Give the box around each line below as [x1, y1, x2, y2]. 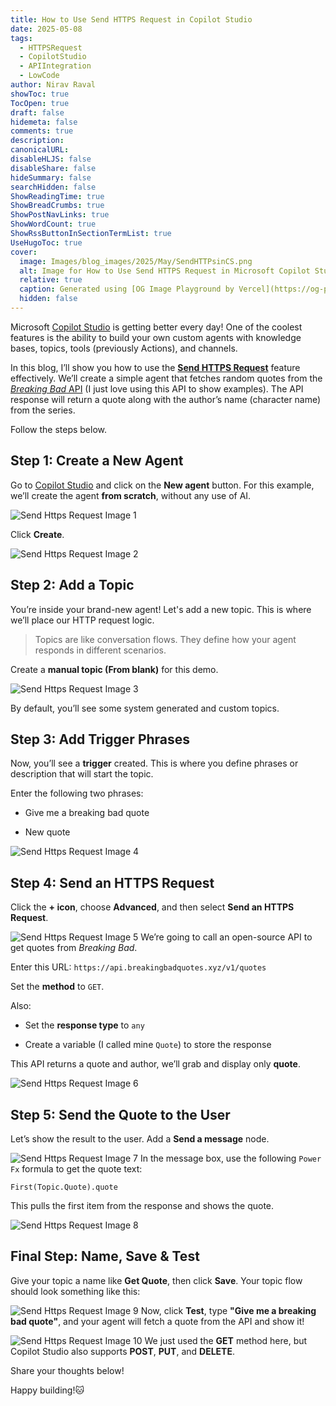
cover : [10, 247, 38, 257]
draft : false [10, 107, 65, 118]
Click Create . [10, 528, 65, 540]
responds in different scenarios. [34, 644, 167, 656]
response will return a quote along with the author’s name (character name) [10, 393, 322, 405]
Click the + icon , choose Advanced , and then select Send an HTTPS [10, 901, 295, 913]
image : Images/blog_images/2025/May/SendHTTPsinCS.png [19, 256, 253, 266]
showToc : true [10, 89, 70, 99]
